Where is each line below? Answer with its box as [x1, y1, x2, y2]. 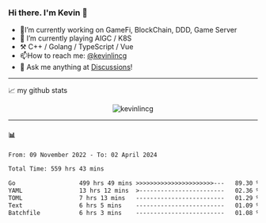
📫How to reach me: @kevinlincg [19, 51, 127, 60]
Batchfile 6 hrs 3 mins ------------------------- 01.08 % [8, 209, 260, 217]
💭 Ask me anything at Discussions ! [19, 63, 133, 72]
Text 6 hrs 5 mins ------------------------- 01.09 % [8, 202, 260, 210]
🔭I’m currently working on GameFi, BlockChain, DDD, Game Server [19, 25, 237, 35]
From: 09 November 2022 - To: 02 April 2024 [8, 151, 158, 159]
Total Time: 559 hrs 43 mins [8, 165, 104, 173]
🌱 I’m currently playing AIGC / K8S [19, 33, 132, 43]
